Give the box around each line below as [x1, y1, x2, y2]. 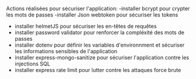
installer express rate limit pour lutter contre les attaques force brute [14, 67, 182, 73]
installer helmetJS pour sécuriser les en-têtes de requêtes [14, 23, 157, 29]
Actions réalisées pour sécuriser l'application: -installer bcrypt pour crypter [6, 5, 190, 12]
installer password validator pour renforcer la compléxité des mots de [14, 29, 185, 36]
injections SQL [14, 60, 50, 67]
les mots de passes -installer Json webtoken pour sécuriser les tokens [6, 11, 179, 18]
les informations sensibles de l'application [14, 48, 117, 55]
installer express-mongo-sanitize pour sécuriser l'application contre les [14, 54, 189, 61]
